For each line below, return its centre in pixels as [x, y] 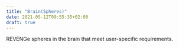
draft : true [21, 22]
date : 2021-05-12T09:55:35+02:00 [47, 17]
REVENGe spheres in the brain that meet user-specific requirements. [89, 39]
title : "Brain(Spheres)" [37, 11]
